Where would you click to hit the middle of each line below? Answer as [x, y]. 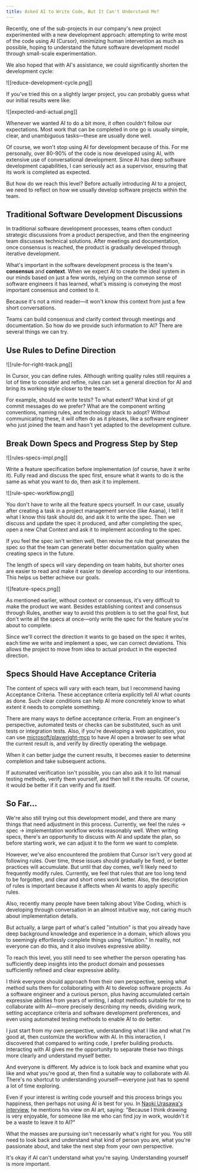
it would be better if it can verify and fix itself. [61, 785]
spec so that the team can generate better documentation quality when [93, 547]
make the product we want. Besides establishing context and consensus [94, 607]
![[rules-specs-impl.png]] [37, 458]
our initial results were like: [39, 100]
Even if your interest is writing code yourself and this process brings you [94, 1097]
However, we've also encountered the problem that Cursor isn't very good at [99, 854]
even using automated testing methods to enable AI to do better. [84, 1019]
